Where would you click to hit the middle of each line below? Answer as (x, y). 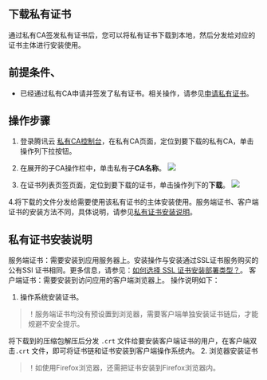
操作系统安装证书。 (51, 297)
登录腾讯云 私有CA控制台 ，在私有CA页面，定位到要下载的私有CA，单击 (137, 141)
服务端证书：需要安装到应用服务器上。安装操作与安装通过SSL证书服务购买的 (133, 261)
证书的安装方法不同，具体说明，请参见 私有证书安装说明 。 (102, 212)
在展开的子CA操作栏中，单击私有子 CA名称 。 (92, 168)
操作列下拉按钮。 (48, 151)
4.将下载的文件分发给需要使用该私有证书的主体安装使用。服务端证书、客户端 (133, 202)
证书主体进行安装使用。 (47, 45)
